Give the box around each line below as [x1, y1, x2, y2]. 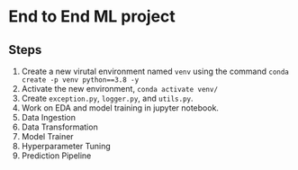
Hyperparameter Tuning [21, 141, 112, 151]
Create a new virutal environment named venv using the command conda [21, 66, 290, 76]
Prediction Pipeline [21, 150, 92, 161]
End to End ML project [8, 6, 176, 27]
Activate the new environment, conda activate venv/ [21, 84, 218, 94]
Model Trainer [21, 131, 74, 141]
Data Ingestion [21, 112, 77, 122]
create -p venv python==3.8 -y [21, 76, 140, 85]
